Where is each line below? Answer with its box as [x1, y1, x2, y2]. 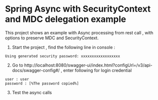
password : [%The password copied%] [5, 81, 79, 86]
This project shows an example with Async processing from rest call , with [5, 30, 154, 35]
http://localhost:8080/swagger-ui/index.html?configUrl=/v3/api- [24, 62, 153, 68]
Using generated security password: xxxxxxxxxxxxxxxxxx [5, 53, 120, 59]
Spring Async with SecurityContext [5, 3, 151, 15]
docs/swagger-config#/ [12, 67, 60, 73]
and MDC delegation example [5, 14, 126, 25]
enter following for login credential [63, 67, 132, 73]
